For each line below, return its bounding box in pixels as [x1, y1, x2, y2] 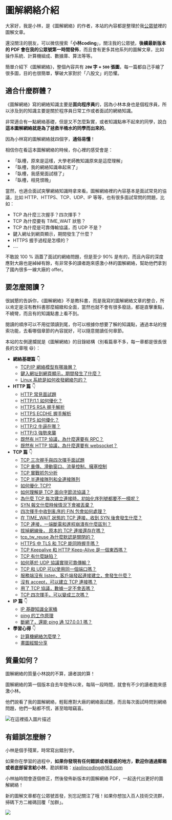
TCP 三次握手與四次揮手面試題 [20, 457, 85, 463]
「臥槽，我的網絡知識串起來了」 [12, 164, 80, 170]
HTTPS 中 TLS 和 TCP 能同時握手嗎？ [20, 540, 100, 546]
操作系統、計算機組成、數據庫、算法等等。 [5, 52, 95, 59]
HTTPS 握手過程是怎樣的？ [12, 237, 70, 243]
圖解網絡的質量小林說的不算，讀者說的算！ [5, 671, 95, 677]
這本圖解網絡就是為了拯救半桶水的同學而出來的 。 [5, 125, 109, 131]
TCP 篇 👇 [12, 448, 33, 455]
